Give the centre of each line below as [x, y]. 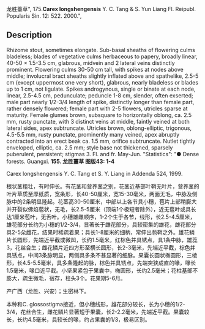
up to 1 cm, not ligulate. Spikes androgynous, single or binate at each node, [101, 89]
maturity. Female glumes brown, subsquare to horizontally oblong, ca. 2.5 [99, 115]
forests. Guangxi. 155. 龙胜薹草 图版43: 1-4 [61, 161]
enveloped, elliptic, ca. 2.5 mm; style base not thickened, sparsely [90, 147]
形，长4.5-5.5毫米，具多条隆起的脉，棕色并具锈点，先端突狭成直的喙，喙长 [101, 263]
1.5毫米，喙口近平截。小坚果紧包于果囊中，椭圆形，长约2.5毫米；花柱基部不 [102, 270]
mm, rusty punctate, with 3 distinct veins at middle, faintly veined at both [98, 121]
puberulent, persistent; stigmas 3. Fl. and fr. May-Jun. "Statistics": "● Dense [103, 154]
